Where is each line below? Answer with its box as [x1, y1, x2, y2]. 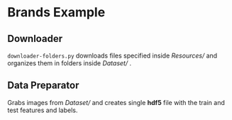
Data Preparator [7, 80, 79, 92]
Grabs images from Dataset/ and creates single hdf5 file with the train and [7, 98, 226, 107]
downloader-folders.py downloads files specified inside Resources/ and [7, 51, 218, 60]
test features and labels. [7, 106, 78, 114]
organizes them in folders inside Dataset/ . [7, 59, 132, 67]
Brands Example [7, 4, 106, 21]
